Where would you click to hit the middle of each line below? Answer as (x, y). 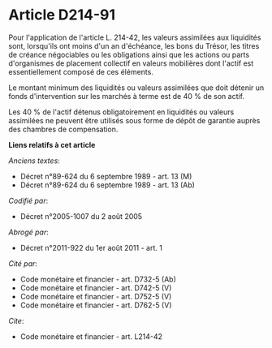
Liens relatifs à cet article (52, 144)
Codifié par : (28, 200)
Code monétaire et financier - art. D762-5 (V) (96, 305)
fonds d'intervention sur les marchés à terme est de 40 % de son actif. (127, 96)
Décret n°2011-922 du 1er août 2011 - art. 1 (91, 247)
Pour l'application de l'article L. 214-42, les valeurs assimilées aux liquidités (135, 37)
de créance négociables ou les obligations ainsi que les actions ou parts (129, 54)
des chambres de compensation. (63, 129)
